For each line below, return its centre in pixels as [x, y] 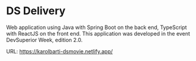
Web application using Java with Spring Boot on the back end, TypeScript [97, 27]
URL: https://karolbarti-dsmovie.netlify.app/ [60, 51]
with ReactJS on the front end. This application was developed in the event [98, 33]
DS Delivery [36, 11]
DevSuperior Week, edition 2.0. [44, 40]
